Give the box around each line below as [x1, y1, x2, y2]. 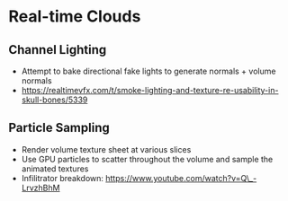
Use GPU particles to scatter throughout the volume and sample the [21, 153, 274, 164]
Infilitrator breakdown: [21, 172, 104, 183]
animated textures [21, 163, 89, 174]
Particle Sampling [8, 120, 110, 135]
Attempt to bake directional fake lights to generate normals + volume [21, 66, 276, 76]
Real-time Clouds [8, 6, 141, 27]
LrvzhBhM [21, 182, 60, 193]
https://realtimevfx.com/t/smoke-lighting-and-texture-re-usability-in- [21, 85, 279, 95]
